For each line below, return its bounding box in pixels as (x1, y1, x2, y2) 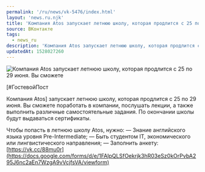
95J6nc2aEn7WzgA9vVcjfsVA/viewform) (6, 159, 110, 166)
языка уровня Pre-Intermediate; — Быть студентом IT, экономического (6, 132, 191, 140)
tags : (6, 32, 20, 38)
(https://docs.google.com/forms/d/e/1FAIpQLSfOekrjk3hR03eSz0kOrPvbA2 (6, 152, 196, 159)
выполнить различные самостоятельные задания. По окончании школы (6, 108, 194, 115)
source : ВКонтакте (6, 26, 53, 32)
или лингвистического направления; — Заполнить (6, 139, 138, 146)
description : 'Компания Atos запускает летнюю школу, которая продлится (6, 43, 195, 49)
